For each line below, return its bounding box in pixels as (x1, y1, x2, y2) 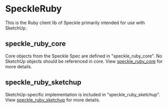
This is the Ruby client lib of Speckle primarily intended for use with (5, 20, 145, 26)
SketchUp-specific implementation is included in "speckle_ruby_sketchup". (5, 91, 160, 97)
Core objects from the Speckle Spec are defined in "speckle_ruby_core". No (5, 53, 162, 59)
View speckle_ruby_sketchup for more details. (5, 96, 101, 103)
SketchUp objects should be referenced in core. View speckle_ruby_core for (5, 58, 163, 64)
